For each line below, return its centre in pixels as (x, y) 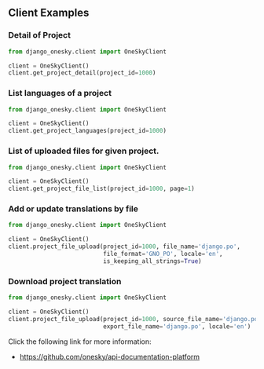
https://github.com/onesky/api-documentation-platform (110, 356)
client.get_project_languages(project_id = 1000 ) (88, 131)
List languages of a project (60, 93)
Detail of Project (39, 35)
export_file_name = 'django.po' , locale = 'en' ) (177, 326)
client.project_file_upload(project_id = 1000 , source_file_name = (115, 319)
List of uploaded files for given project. (84, 151)
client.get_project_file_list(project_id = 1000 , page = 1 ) (101, 189)
